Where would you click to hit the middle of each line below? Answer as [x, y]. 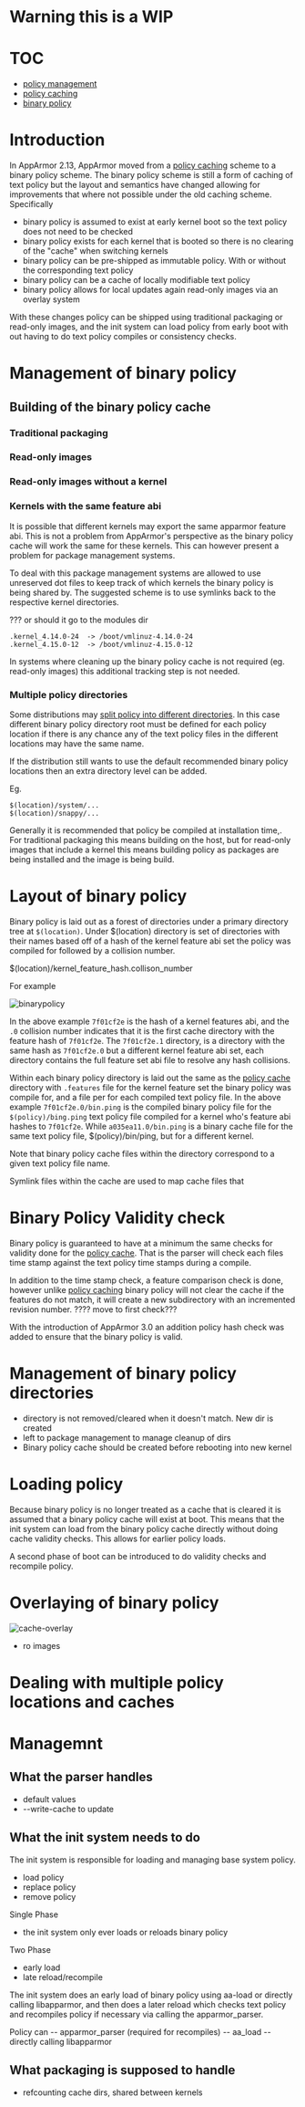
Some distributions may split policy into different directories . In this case [145, 715]
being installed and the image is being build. [92, 859]
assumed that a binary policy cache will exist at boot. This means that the [147, 1519]
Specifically [31, 204]
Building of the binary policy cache [110, 407]
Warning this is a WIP [91, 17]
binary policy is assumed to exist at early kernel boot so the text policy [155, 222]
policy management [60, 84]
